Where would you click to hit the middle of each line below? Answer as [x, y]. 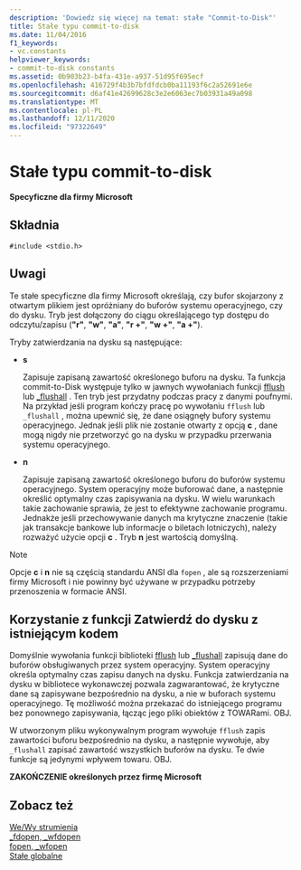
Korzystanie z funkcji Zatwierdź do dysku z [134, 619]
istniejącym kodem [64, 634]
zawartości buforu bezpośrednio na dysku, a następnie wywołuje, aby [140, 740]
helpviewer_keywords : [50, 60]
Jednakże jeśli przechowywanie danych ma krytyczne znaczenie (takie [155, 517]
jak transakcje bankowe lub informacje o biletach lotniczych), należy [150, 527]
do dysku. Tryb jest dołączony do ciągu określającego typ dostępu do [139, 315]
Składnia [35, 226]
